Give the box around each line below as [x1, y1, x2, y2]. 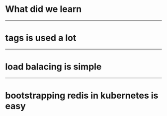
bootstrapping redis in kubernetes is [5, 90, 159, 101]
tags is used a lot [5, 32, 77, 44]
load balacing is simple [5, 61, 102, 72]
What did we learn [5, 3, 82, 15]
